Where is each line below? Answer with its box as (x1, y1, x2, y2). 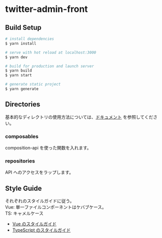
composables (5, 133, 39, 140)
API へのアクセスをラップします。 (5, 169, 74, 175)
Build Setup (5, 23, 42, 32)
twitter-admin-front (5, 3, 88, 15)
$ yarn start (5, 73, 32, 78)
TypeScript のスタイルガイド (12, 227, 71, 233)
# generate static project (5, 82, 61, 87)
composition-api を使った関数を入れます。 (5, 145, 92, 151)
